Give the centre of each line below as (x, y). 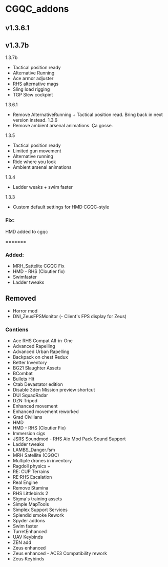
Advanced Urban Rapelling (41, 351)
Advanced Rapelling (34, 346)
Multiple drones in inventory (42, 461)
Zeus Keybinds (28, 559)
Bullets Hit (24, 379)
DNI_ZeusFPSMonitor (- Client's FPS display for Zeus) (70, 316)
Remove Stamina (30, 488)
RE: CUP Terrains (31, 472)
